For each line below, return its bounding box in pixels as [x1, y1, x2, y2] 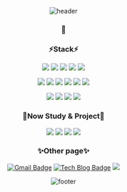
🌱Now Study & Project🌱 [21, 111, 106, 121]
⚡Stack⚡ [48, 44, 79, 54]
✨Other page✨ [37, 146, 90, 156]
